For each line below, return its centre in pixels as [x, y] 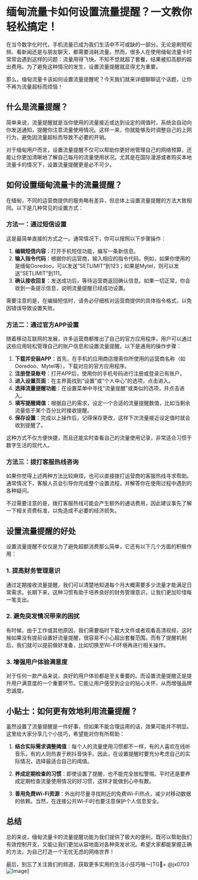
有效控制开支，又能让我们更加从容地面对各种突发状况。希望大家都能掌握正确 [99, 844]
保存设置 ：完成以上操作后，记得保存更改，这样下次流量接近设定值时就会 [102, 418]
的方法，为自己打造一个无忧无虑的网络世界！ [60, 852]
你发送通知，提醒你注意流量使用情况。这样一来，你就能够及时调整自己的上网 [99, 130]
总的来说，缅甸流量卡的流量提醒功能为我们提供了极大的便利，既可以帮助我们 [99, 837]
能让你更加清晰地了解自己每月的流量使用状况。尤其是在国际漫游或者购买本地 [99, 157]
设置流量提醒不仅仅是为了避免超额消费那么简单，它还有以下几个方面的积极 [96, 546]
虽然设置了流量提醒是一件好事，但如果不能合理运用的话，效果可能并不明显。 [99, 726]
